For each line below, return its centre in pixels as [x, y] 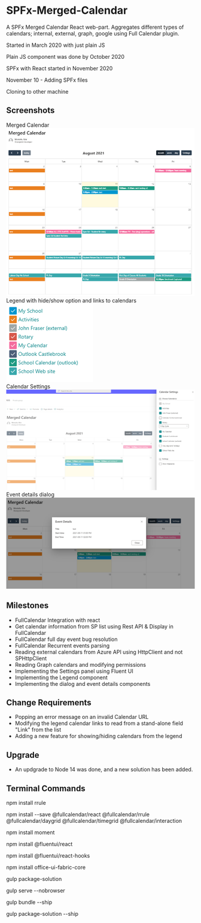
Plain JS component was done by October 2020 [65, 56]
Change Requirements [49, 703]
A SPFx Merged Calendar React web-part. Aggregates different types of [95, 27]
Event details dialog [31, 494]
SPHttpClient [31, 658]
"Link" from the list [38, 730]
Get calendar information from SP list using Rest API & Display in [94, 626]
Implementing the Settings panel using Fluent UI [74, 671]
